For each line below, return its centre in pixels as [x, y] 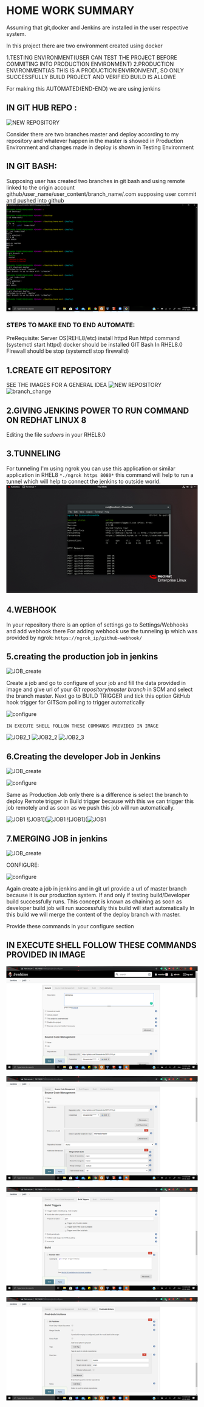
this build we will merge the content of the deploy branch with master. [93, 915]
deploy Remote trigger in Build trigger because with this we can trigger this [100, 801]
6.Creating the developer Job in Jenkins [83, 756]
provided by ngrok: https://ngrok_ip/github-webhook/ [74, 637]
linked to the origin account [40, 187]
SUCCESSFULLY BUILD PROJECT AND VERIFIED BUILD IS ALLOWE [91, 77]
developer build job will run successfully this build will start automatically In [100, 908]
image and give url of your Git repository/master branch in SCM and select [100, 690]
